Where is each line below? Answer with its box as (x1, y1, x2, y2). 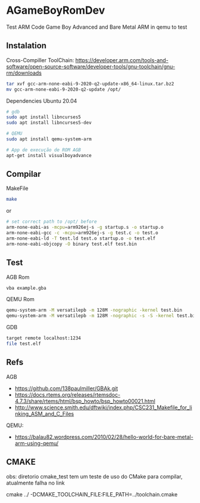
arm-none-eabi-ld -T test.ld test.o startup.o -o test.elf (6, 235, 156, 241)
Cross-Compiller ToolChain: (6, 56, 74, 63)
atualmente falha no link (6, 479, 65, 486)
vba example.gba (6, 285, 46, 291)
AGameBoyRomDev (6, 4, 105, 17)
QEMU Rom (6, 296, 35, 303)
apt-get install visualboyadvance (6, 152, 92, 158)
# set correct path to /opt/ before (6, 219, 97, 225)
